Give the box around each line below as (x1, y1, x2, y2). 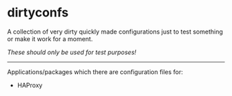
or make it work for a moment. (7, 34, 93, 43)
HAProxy (17, 81, 43, 89)
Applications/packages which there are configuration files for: (7, 67, 184, 76)
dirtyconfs (7, 5, 69, 21)
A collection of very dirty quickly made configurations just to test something (7, 27, 223, 36)
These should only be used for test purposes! (7, 48, 137, 56)
